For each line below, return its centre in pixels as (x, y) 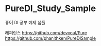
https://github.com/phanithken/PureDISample (50, 38)
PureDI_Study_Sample (50, 8)
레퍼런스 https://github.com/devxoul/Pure (46, 32)
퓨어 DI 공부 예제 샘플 (25, 22)
